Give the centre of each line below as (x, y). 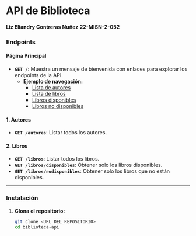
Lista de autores (51, 88)
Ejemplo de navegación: (53, 81)
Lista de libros (49, 94)
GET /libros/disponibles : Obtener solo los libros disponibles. (88, 165)
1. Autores (18, 119)
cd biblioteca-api (37, 227)
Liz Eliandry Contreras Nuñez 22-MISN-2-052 (63, 27)
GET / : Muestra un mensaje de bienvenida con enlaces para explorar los (101, 69)
